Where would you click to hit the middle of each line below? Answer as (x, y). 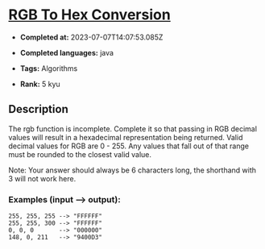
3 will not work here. (42, 178)
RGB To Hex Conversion (89, 15)
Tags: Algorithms (49, 68)
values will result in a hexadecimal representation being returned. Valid (126, 137)
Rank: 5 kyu (40, 84)
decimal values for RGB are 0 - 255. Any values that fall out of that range (129, 146)
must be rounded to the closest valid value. (80, 154)
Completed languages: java (67, 52)
